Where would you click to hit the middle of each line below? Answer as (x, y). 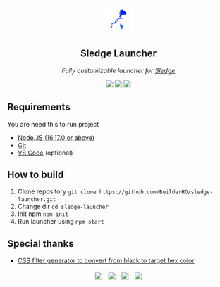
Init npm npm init (43, 214)
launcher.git (37, 200)
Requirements (39, 107)
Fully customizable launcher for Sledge (118, 70)
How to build (36, 175)
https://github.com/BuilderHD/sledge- (156, 192)
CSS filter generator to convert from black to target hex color (106, 261)
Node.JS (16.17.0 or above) (56, 138)
